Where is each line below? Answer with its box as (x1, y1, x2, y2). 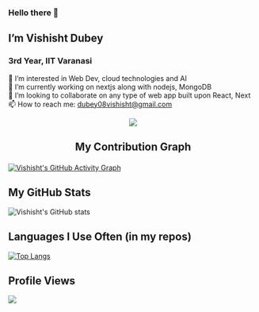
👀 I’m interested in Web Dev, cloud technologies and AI (8, 73, 188, 83)
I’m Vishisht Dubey (8, 32, 104, 45)
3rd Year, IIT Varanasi (8, 56, 93, 67)
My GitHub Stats (8, 186, 91, 199)
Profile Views (8, 274, 76, 288)
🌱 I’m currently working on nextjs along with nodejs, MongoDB (8, 82, 212, 91)
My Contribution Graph (74, 141, 192, 153)
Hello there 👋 (8, 7, 59, 18)
